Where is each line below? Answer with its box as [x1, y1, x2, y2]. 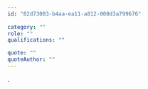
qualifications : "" [7, 37, 65, 44]
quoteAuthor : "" [7, 56, 55, 64]
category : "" [7, 23, 46, 30]
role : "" [7, 30, 33, 37]
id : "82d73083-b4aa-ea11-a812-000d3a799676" [7, 10, 142, 18]
